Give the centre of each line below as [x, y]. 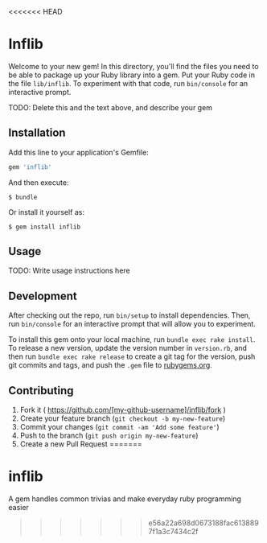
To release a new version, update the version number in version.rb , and [128, 348]
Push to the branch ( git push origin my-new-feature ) [109, 436]
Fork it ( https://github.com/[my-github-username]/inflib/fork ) [123, 410]
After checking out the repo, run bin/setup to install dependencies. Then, [129, 315]
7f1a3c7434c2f [173, 531]
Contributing [41, 391]
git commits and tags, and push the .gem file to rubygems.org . [111, 365]
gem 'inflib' [30, 167]
